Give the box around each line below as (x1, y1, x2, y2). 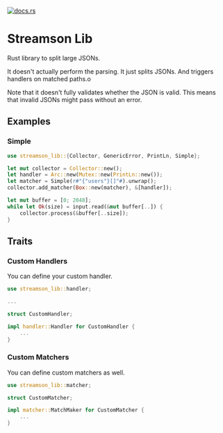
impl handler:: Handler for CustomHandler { (7, 323, 135, 330)
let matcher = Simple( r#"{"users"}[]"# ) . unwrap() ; (7, 178, 157, 185)
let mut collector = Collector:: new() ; (7, 165, 123, 172)
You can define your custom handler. (7, 272, 113, 281)
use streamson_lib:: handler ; (7, 286, 92, 293)
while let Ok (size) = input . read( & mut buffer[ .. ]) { (7, 203, 163, 210)
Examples (7, 115, 51, 128)
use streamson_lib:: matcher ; (7, 382, 92, 389)
